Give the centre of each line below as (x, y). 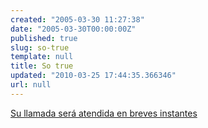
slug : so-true (40, 47)
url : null (31, 85)
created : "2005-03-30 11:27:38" (77, 19)
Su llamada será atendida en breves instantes (104, 113)
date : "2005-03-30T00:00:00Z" (73, 29)
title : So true (42, 66)
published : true (44, 38)
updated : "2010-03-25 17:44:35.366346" (93, 76)
